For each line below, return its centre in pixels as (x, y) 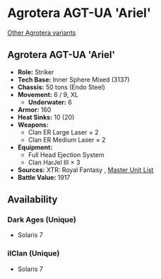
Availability (32, 200)
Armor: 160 (34, 109)
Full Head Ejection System (66, 154)
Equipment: (35, 147)
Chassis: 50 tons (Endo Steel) (61, 87)
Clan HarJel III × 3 (54, 162)
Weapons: (33, 125)
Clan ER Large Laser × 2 (63, 132)
